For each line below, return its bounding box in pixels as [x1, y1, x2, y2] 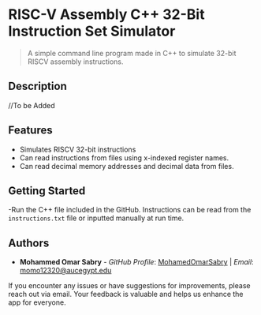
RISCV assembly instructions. [27, 57, 124, 66]
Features [8, 124, 53, 137]
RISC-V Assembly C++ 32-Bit [8, 6, 205, 24]
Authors [8, 236, 50, 249]
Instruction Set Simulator [8, 22, 176, 40]
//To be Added [8, 100, 55, 110]
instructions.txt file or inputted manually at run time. [8, 213, 185, 223]
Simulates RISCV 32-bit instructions [19, 144, 136, 154]
